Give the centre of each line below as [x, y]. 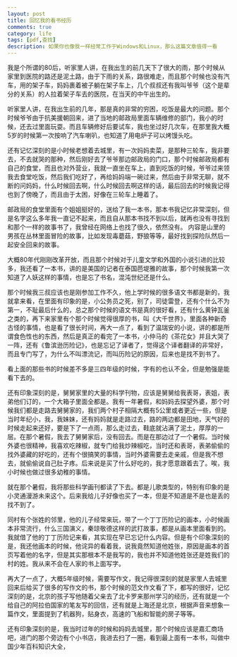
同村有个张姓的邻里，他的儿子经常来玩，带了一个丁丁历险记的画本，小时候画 [119, 520]
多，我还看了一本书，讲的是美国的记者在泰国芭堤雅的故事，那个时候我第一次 [119, 268]
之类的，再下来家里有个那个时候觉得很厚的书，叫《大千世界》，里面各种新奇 [117, 319]
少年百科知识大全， [41, 646]
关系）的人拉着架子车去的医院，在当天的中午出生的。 [97, 94]
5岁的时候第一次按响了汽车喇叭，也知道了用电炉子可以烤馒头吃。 [102, 135]
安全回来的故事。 [38, 245]
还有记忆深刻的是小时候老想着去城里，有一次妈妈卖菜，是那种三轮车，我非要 [119, 150]
